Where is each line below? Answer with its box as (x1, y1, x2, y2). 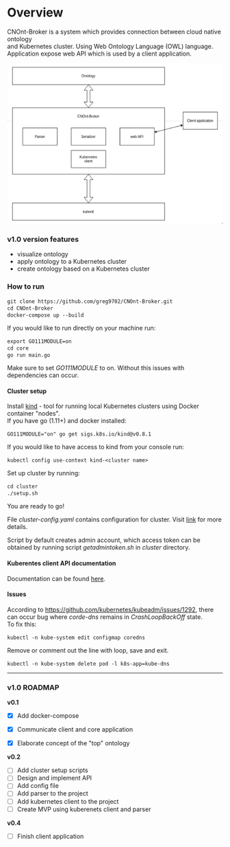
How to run (7, 282, 44, 291)
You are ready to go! (7, 502, 65, 510)
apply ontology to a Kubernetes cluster (16, 257, 127, 265)
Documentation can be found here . (7, 574, 106, 583)
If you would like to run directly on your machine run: (7, 324, 156, 332)
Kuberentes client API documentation (7, 558, 116, 567)
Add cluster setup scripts (16, 766, 88, 774)
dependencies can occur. (7, 371, 79, 379)
